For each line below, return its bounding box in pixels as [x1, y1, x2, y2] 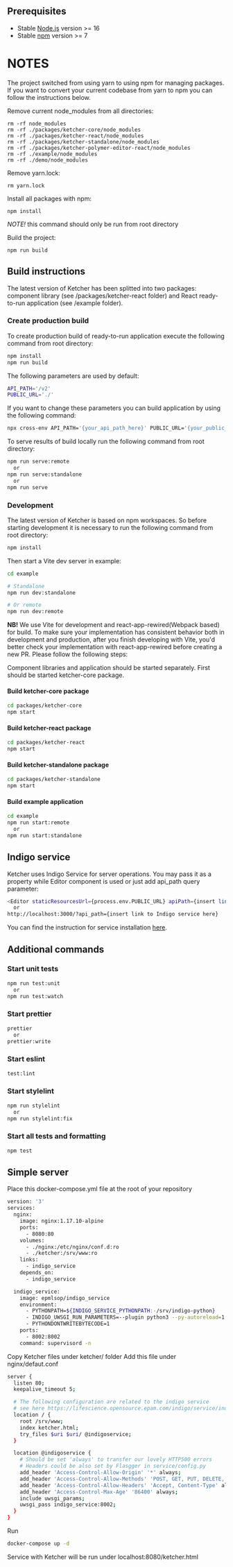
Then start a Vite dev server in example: [7, 556, 121, 565]
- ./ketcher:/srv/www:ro [25, 1250, 98, 1257]
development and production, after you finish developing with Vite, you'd [7, 635, 216, 644]
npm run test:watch [7, 993, 64, 1000]
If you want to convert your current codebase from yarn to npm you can [7, 86, 213, 94]
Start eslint [7, 1054, 46, 1064]
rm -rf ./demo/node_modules [7, 156, 89, 164]
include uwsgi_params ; [19, 1495, 85, 1502]
